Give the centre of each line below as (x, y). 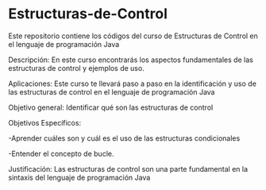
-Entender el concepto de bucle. (61, 153)
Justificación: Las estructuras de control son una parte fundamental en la (128, 169)
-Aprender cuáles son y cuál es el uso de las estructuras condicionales (124, 138)
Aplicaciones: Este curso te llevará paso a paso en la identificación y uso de (132, 83)
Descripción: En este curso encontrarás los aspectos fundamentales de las (131, 60)
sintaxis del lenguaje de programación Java (79, 177)
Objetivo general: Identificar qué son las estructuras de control (111, 107)
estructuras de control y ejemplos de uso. (76, 68)
